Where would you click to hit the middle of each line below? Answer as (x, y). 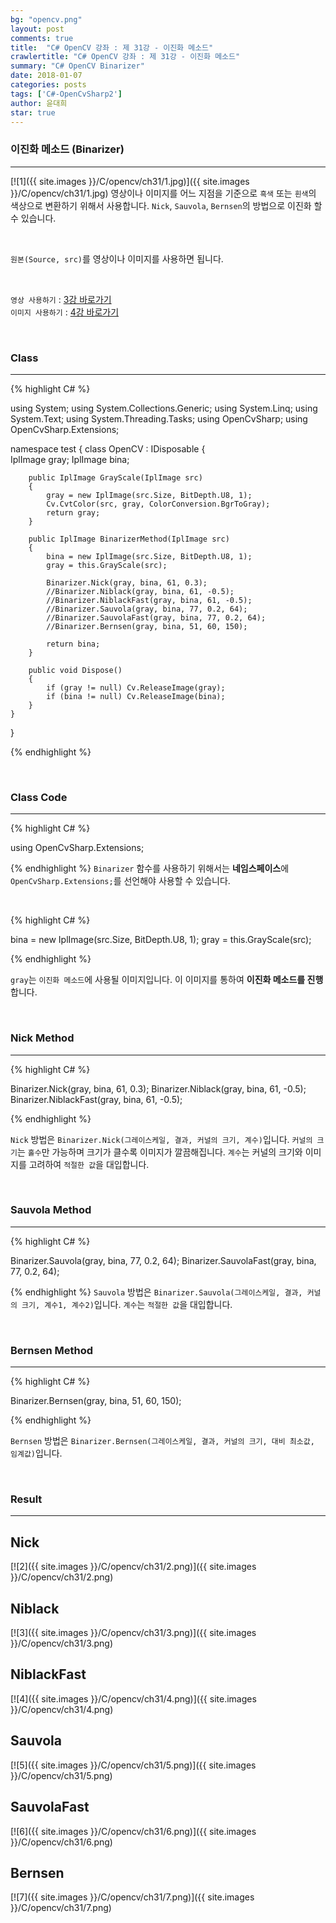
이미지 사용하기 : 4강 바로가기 (65, 312)
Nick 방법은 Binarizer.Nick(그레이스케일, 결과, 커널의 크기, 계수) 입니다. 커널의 (161, 1139)
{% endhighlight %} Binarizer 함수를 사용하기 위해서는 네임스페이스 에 (150, 868)
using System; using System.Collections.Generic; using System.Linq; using (164, 408)
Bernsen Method (52, 1350)
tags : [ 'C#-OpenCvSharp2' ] (66, 94)
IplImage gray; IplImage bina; (70, 459)
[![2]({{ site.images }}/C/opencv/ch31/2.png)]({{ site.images (133, 1567)
